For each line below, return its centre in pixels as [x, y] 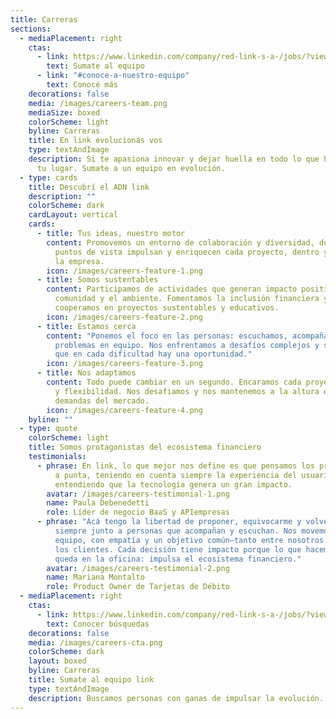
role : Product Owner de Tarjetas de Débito [138, 587]
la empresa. [79, 261]
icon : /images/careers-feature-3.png [124, 364]
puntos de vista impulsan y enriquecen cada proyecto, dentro [187, 252]
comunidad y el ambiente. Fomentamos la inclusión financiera [187, 299]
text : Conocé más [82, 85]
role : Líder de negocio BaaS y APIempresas [138, 512]
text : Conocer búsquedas [98, 624]
